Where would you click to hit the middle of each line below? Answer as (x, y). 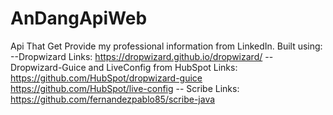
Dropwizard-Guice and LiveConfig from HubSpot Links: (124, 67)
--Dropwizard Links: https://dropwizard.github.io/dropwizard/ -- (142, 56)
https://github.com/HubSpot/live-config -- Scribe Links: (125, 88)
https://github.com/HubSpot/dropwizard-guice (106, 78)
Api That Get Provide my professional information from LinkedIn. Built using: (166, 46)
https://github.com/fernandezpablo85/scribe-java (113, 99)
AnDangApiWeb (79, 18)
